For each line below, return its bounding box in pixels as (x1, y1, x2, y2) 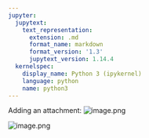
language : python (22, 77, 79, 85)
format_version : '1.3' (28, 48, 104, 56)
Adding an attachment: (8, 106, 82, 115)
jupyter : (8, 11, 37, 20)
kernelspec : (15, 63, 55, 71)
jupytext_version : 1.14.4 (28, 56, 114, 64)
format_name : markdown (28, 41, 104, 49)
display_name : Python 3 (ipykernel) (22, 70, 143, 78)
